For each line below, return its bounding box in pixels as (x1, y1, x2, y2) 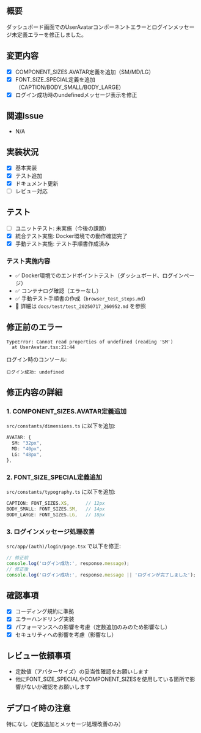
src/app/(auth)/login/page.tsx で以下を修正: (6, 542, 121, 550)
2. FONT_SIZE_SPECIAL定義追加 (6, 473, 103, 482)
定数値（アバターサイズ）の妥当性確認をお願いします (15, 668, 149, 675)
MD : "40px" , (12, 446, 43, 452)
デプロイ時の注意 (6, 703, 71, 713)
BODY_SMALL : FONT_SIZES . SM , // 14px (6, 506, 105, 512)
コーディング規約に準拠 (15, 608, 75, 615)
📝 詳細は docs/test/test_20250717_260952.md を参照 (15, 302, 147, 310)
